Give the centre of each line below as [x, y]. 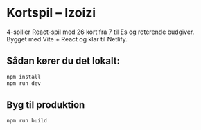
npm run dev [24, 83]
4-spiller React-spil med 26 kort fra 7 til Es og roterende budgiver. [101, 32]
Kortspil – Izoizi [51, 13]
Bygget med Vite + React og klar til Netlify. [67, 39]
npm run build [27, 121]
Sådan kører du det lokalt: [63, 61]
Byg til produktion [46, 105]
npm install [24, 77]
